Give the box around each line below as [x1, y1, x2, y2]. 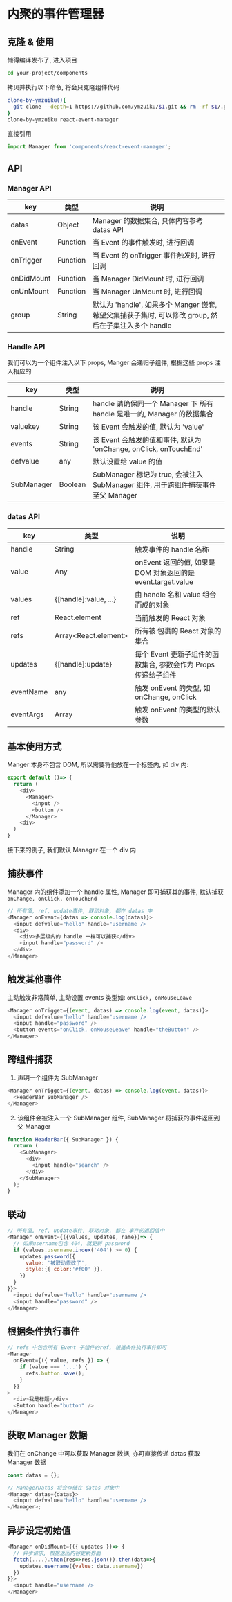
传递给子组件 [134, 670, 177, 680]
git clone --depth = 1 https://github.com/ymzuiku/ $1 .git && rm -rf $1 [13, 103, 217, 110]
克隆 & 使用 [7, 36, 55, 48]
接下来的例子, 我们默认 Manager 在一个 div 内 [7, 846, 137, 854]
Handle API [7, 342, 46, 351]
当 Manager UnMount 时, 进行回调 [92, 287, 202, 297]
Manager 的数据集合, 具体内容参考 [92, 215, 204, 225]
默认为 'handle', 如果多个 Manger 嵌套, [92, 299, 217, 309]
